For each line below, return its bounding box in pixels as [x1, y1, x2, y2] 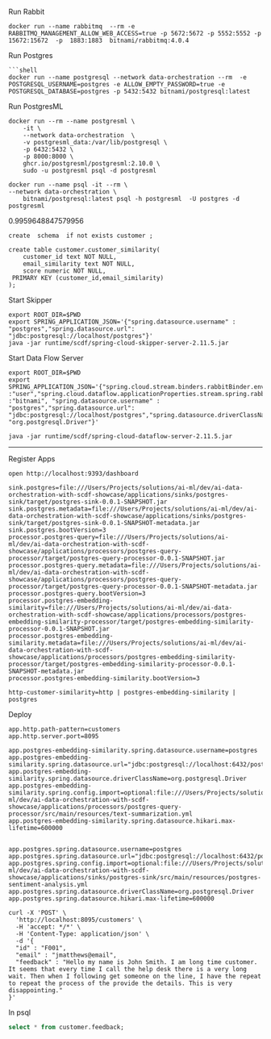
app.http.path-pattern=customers [8, 725, 121, 733]
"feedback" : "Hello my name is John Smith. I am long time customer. [15, 958, 258, 966]
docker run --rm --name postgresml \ [8, 117, 135, 125]
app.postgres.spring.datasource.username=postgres [8, 845, 182, 853]
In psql [8, 1008, 31, 1017]
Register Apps [8, 454, 56, 463]
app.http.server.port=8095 [8, 732, 99, 741]
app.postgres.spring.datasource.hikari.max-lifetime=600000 [8, 895, 215, 903]
